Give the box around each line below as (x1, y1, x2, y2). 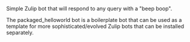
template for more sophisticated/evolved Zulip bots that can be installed (6, 23, 185, 30)
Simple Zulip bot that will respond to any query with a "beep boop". (6, 5, 173, 12)
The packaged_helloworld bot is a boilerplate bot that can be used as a (6, 17, 182, 23)
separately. (6, 29, 34, 36)
